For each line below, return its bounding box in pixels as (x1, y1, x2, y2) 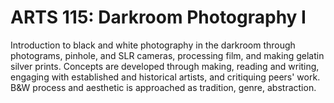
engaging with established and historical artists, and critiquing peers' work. (10, 71, 321, 83)
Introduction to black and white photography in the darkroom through (10, 39, 296, 51)
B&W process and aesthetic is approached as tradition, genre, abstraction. (10, 81, 317, 93)
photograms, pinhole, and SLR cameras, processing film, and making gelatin (10, 49, 325, 61)
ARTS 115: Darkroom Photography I (10, 6, 307, 29)
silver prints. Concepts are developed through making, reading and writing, (10, 60, 320, 72)
